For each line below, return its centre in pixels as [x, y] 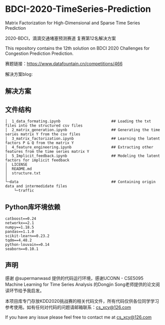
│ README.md [19, 169]
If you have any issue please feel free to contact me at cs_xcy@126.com [79, 317]
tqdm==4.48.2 [19, 240]
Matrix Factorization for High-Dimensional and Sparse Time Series [73, 23]
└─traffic [24, 191]
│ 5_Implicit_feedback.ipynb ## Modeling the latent [83, 156]
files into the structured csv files [44, 126]
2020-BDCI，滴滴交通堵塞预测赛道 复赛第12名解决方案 [61, 38]
